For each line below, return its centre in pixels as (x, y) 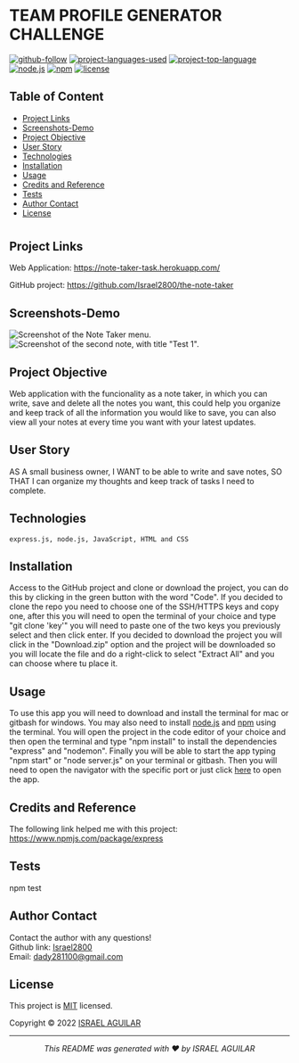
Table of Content (57, 97)
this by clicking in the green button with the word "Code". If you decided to (146, 597)
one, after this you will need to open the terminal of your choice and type (143, 616)
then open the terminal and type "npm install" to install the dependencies (143, 742)
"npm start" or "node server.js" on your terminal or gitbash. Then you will (143, 761)
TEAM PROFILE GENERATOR (116, 16)
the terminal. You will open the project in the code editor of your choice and (148, 732)
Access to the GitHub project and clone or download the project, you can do (149, 588)
